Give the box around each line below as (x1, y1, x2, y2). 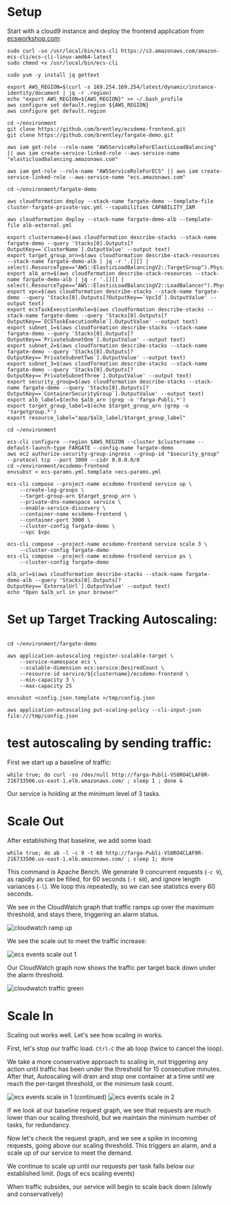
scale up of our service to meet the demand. (7, 1149, 133, 1157)
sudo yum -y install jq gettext (7, 71, 100, 78)
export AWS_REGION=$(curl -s (7, 83, 91, 90)
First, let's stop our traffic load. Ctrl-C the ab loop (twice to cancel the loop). (7, 1044, 224, 1052)
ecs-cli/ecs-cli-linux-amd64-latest (7, 53, 112, 60)
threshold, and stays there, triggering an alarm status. (7, 910, 159, 918)
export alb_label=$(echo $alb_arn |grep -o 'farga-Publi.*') (7, 396, 186, 403)
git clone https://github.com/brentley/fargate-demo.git (7, 131, 174, 138)
